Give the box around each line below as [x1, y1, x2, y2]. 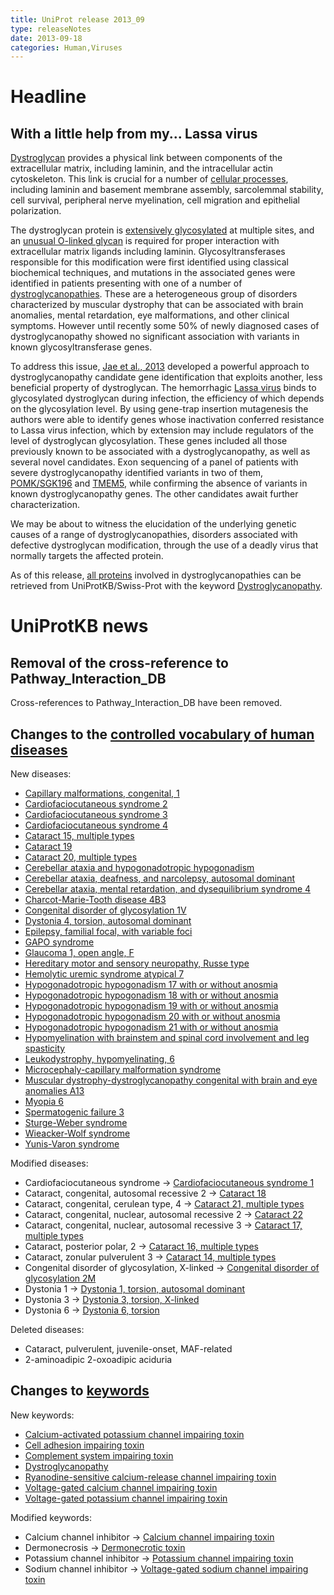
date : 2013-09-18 [10, 33, 83, 43]
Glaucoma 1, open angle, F [24, 947, 135, 959]
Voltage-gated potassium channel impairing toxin [24, 1492, 228, 1504]
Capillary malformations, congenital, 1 [24, 787, 180, 800]
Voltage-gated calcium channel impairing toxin [24, 1481, 218, 1493]
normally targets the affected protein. [10, 550, 164, 562]
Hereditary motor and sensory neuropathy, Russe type [24, 957, 250, 970]
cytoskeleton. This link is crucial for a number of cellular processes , [10, 173, 289, 185]
